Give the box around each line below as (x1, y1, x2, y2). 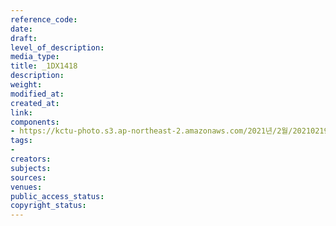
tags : (10, 136, 33, 146)
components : (10, 117, 60, 127)
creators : (10, 154, 52, 164)
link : (10, 107, 33, 118)
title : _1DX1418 (10, 61, 78, 71)
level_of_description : (10, 42, 105, 53)
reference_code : (10, 14, 78, 25)
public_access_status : (10, 191, 105, 201)
